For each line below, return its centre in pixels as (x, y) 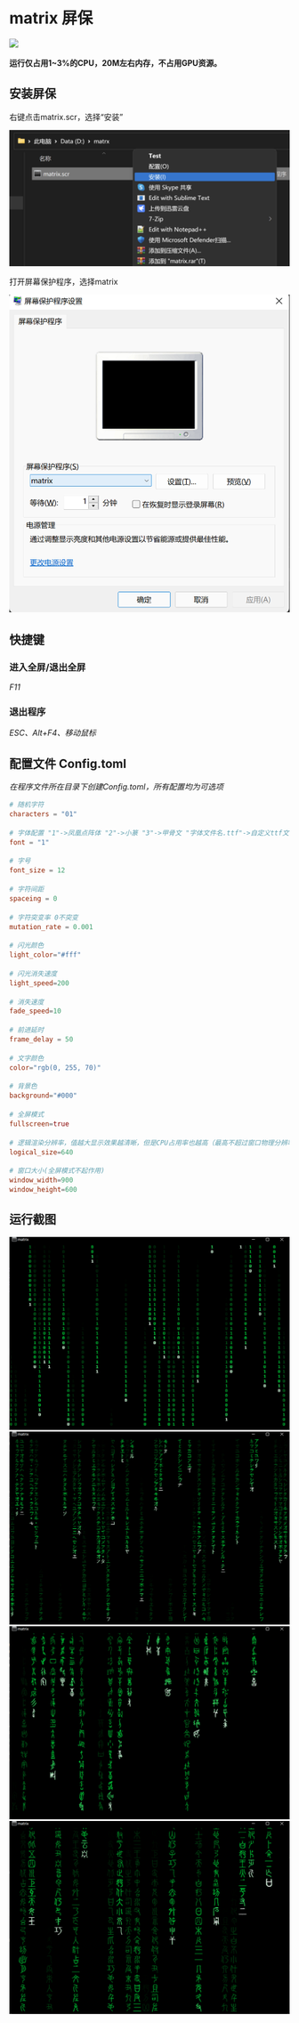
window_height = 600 (43, 1190)
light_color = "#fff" (45, 955)
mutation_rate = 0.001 (51, 927)
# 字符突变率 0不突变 (44, 918)
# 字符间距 (27, 890)
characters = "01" (43, 814)
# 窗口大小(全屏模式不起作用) (57, 1171)
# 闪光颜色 (27, 946)
